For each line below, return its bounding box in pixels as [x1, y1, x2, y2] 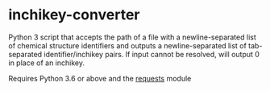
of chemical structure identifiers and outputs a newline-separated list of [8, 40, 247, 50]
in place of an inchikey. [8, 58, 85, 68]
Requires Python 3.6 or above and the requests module [8, 73, 192, 83]
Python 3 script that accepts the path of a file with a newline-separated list [8, 32, 256, 42]
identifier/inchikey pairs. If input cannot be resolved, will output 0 [44, 49, 260, 59]
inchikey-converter [8, 6, 140, 24]
